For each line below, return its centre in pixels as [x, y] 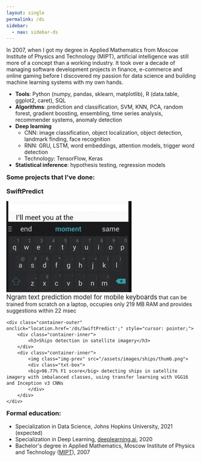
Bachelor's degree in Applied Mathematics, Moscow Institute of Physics [105, 446]
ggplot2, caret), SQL [40, 101]
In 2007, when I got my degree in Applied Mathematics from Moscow [93, 50]
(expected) [29, 433]
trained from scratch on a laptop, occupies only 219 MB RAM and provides [99, 304]
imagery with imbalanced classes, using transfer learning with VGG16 [97, 377]
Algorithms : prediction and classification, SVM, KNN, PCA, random [99, 107]
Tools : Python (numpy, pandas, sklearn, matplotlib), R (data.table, [97, 94]
